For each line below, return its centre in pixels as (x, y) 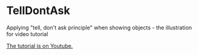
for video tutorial (27, 34)
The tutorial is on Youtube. (40, 46)
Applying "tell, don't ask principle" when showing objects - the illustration (99, 28)
